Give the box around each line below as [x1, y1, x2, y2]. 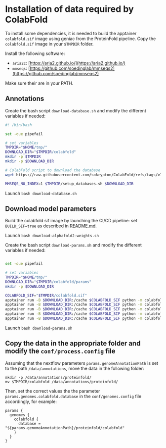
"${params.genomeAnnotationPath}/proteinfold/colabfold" [5, 425, 125, 430]
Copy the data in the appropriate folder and [5, 339, 141, 348]
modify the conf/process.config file [5, 347, 116, 355]
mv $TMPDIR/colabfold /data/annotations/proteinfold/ [5, 379, 119, 384]
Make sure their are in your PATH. [5, 80, 74, 86]
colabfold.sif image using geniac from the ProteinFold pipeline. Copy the [5, 36, 156, 42]
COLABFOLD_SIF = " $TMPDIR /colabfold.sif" [5, 293, 87, 298]
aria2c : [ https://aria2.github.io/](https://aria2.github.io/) [12, 60, 126, 66]
